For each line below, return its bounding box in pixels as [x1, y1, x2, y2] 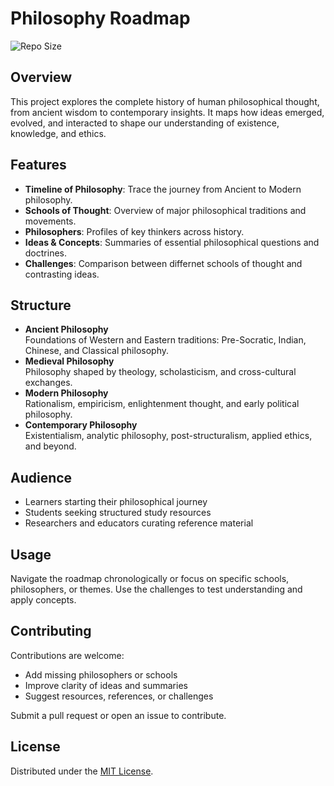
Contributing [10, 623, 92, 640]
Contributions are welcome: [10, 649, 125, 661]
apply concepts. [10, 594, 77, 606]
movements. [24, 215, 77, 227]
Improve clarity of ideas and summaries [24, 679, 188, 691]
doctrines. [24, 247, 67, 259]
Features [10, 157, 67, 174]
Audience [10, 469, 73, 486]
